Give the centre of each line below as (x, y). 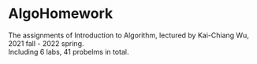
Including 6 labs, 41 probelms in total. (69, 52)
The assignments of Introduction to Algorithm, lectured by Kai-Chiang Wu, (129, 35)
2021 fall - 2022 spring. (46, 43)
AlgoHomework (60, 14)
